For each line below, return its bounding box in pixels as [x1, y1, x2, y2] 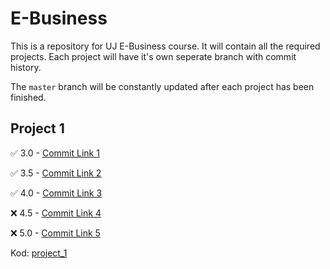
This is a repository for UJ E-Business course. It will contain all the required [10, 40, 321, 52]
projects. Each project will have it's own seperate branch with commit [10, 50, 297, 62]
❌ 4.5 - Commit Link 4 [10, 207, 102, 219]
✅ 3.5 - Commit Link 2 [10, 167, 102, 179]
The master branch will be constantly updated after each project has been [10, 80, 315, 92]
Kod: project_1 [10, 247, 68, 259]
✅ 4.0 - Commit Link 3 [10, 187, 103, 199]
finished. [10, 91, 47, 103]
